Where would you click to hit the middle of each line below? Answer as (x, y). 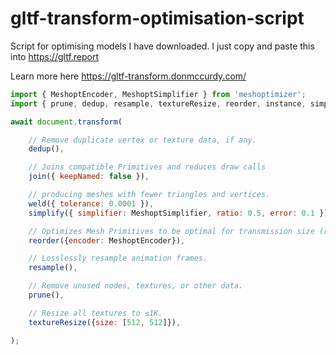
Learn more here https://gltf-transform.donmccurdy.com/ (128, 76)
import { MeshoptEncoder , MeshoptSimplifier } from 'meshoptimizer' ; (158, 94)
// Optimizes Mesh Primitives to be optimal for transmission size (171, 231)
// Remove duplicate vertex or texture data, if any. (142, 140)
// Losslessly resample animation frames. (118, 258)
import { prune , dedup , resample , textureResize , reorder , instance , (158, 103)
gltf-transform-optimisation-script (157, 18)
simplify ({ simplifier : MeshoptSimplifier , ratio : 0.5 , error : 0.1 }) (178, 213)
